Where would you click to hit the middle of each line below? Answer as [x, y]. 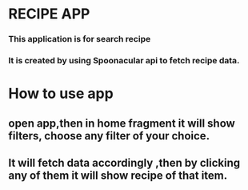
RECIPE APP [49, 14]
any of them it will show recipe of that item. [118, 176]
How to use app [61, 94]
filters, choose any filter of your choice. [109, 136]
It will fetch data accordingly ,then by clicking [124, 163]
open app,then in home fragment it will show [122, 123]
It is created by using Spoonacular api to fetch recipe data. [124, 61]
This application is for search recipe [80, 39]
